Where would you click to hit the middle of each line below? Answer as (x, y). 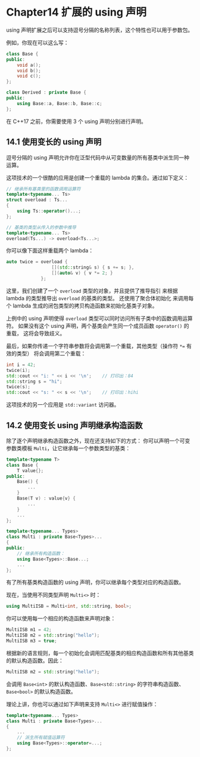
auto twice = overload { (37, 262)
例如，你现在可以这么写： (37, 42)
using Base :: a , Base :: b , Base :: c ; (60, 103)
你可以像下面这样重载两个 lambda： (50, 251)
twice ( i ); (18, 370)
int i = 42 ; (21, 365)
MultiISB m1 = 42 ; (29, 630)
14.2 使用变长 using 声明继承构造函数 (74, 425)
